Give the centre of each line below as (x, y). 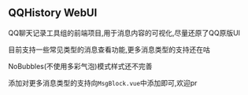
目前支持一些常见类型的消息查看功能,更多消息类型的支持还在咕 (109, 49)
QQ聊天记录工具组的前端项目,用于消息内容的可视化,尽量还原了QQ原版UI (124, 33)
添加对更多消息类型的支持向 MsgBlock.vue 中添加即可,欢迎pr (103, 82)
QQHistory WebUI (53, 13)
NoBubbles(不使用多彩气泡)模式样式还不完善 (80, 66)
